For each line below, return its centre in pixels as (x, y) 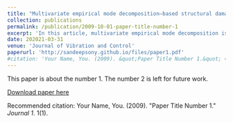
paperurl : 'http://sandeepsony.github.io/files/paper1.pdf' (96, 53)
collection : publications (44, 20)
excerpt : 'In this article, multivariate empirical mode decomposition (113, 33)
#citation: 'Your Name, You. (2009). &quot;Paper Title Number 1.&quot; (114, 59)
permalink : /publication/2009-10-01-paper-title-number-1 (93, 26)
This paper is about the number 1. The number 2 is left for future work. (108, 79)
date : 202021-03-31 (35, 40)
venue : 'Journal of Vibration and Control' (71, 46)
